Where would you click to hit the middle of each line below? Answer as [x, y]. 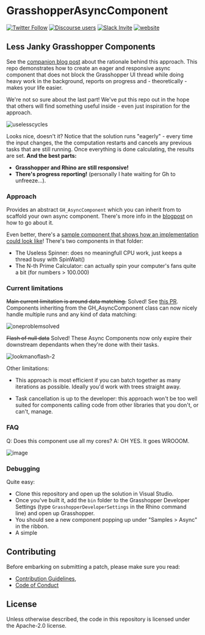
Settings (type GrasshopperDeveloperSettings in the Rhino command [101, 507]
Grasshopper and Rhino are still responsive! [72, 167]
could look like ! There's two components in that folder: [75, 241]
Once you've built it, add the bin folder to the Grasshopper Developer [102, 500]
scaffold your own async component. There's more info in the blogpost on [100, 216]
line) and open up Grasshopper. [55, 513]
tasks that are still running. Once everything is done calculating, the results [100, 149]
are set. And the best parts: [42, 155]
